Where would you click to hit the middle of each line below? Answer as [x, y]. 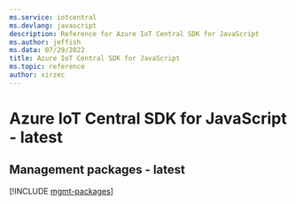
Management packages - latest [97, 170]
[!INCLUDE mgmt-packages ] [61, 191]
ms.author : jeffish [45, 42]
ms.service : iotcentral [53, 17]
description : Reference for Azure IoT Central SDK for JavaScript [134, 34]
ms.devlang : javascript [53, 26]
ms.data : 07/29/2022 [47, 50]
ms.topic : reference [47, 67]
